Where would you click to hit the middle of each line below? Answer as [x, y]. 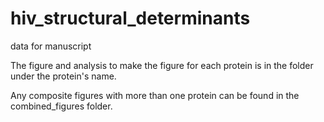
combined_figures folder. [61, 106]
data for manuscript [51, 46]
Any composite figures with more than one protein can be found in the [155, 95]
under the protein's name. [63, 76]
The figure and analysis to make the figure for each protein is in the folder [162, 65]
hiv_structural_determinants [130, 18]
